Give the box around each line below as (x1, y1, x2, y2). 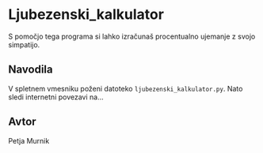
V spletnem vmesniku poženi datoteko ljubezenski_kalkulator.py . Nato (8, 84, 243, 93)
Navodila (8, 63, 53, 76)
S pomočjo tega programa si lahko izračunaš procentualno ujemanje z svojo (8, 32, 256, 41)
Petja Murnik (8, 136, 50, 145)
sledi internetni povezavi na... (8, 92, 105, 102)
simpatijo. (8, 39, 40, 49)
